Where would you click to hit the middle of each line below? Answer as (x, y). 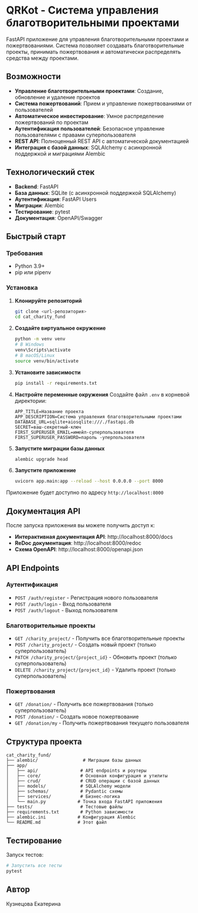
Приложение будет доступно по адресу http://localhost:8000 (85, 493)
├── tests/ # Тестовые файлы (64, 807)
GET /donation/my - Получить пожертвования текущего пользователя (102, 723)
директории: (30, 401)
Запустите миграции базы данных (60, 448)
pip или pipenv (33, 272)
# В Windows (29, 345)
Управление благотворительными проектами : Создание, (89, 91)
